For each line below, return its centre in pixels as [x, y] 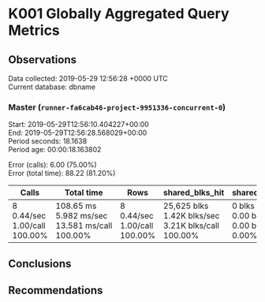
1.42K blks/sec [191, 216]
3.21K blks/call [191, 226]
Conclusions [40, 264]
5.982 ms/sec [81, 216]
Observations [43, 60]
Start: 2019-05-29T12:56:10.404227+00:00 [79, 125]
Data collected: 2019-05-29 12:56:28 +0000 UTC [88, 78]
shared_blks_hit [194, 192]
